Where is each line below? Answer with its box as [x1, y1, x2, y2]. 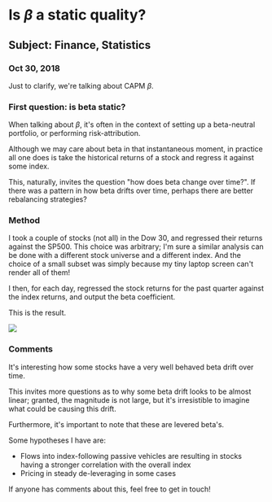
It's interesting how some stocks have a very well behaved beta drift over [8, 362, 254, 372]
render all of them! [8, 268, 71, 277]
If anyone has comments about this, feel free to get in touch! [8, 484, 211, 494]
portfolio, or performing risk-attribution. [8, 129, 141, 138]
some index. [8, 161, 50, 172]
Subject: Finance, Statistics [8, 38, 151, 52]
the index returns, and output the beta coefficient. [8, 292, 176, 302]
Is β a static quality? [8, 6, 147, 24]
